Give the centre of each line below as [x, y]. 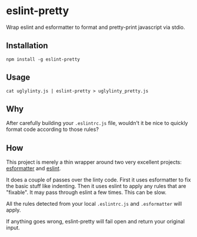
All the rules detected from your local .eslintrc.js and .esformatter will [94, 204]
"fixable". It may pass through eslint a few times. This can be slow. [86, 192]
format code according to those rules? [52, 129]
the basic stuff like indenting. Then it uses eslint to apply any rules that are [96, 186]
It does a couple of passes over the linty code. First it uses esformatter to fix [98, 180]
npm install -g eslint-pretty [43, 59]
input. [13, 228]
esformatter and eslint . [34, 169]
